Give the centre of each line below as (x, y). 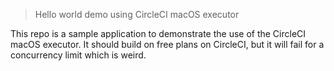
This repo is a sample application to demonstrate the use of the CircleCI (158, 33)
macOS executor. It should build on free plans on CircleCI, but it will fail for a (167, 44)
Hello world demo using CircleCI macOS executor (137, 14)
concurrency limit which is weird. (78, 55)
